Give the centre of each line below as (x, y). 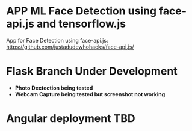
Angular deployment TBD (71, 119)
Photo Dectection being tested (54, 88)
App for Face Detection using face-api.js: (57, 40)
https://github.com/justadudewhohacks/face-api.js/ (70, 47)
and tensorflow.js (81, 24)
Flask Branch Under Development (92, 71)
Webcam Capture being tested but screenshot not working (90, 94)
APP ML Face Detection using (82, 11)
